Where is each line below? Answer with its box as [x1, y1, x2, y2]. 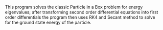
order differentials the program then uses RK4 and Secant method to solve [5, 15, 156, 20]
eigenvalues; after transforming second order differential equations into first [5, 9, 158, 15]
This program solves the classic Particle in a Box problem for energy [5, 4, 143, 10]
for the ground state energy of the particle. [5, 19, 92, 25]
